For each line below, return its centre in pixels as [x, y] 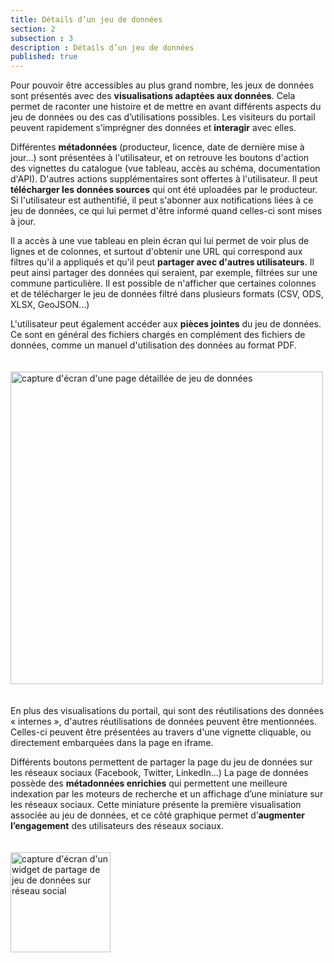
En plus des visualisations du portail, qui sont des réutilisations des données [167, 711]
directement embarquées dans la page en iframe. [112, 743]
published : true [44, 57]
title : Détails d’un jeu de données [86, 19]
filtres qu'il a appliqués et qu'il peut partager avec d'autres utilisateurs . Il [162, 262]
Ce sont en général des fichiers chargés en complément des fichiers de [158, 335]
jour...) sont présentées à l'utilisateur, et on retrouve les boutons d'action [160, 158]
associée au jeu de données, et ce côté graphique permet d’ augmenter [157, 815]
